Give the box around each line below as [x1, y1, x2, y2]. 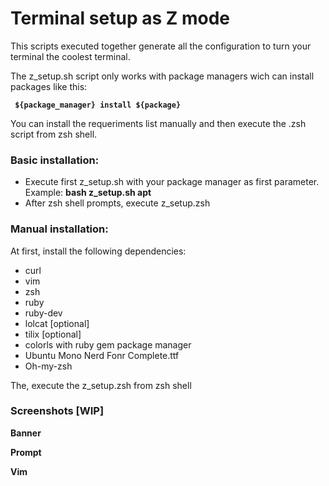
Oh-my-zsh [24, 360, 73, 372]
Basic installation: [10, 153, 100, 167]
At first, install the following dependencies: [10, 245, 187, 257]
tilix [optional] [24, 328, 82, 340]
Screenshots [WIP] [10, 404, 105, 418]
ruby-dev [24, 307, 63, 319]
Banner [10, 427, 42, 439]
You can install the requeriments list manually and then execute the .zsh [10, 117, 307, 129]
